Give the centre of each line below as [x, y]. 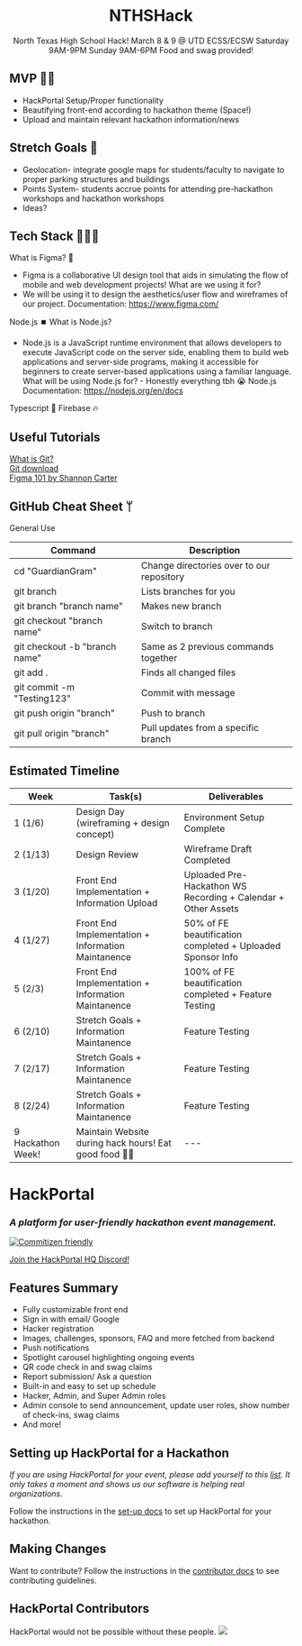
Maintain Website [113, 1131]
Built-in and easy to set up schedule [89, 1386]
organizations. [36, 1494]
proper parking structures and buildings [96, 179]
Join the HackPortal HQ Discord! [70, 1259]
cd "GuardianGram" [55, 571]
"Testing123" [43, 698]
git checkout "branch [58, 621]
